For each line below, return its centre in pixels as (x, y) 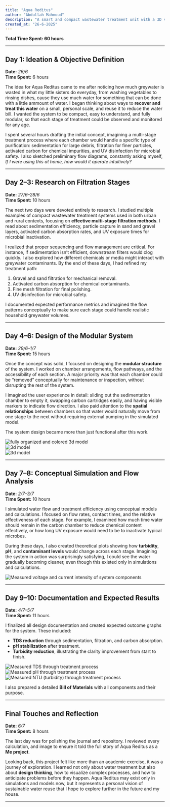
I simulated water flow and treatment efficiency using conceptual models (81, 509)
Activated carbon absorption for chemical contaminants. (71, 283)
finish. (19, 657)
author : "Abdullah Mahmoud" (35, 15)
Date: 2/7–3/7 (20, 494)
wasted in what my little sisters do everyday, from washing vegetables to (81, 93)
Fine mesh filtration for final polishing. (52, 289)
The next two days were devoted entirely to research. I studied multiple (79, 210)
